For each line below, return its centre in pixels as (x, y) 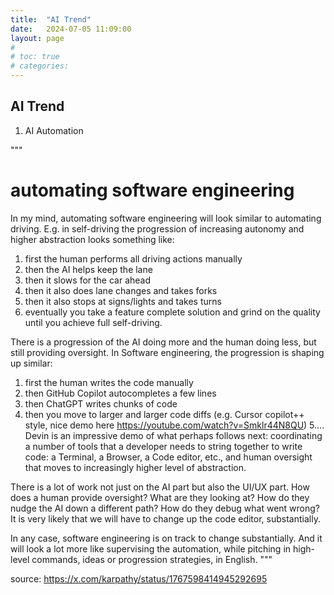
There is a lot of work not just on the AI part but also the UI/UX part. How (160, 487)
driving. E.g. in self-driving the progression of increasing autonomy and (157, 228)
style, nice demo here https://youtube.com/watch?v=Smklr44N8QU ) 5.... (174, 425)
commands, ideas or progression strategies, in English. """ (152, 559)
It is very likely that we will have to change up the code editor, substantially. (165, 518)
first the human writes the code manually (109, 382)
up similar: (31, 363)
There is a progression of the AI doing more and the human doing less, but (163, 342)
